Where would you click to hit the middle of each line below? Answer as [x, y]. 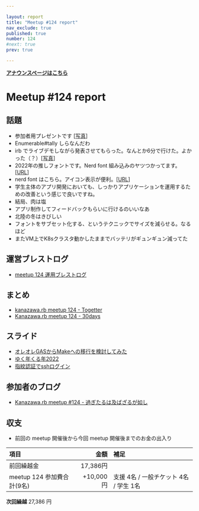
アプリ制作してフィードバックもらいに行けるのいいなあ [82, 209]
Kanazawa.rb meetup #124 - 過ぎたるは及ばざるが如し [81, 402]
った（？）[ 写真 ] [35, 158]
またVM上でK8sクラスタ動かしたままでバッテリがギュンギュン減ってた [101, 239]
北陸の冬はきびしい [38, 216]
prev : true [20, 50]
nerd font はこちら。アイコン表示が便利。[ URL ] [72, 179]
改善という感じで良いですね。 [62, 194]
